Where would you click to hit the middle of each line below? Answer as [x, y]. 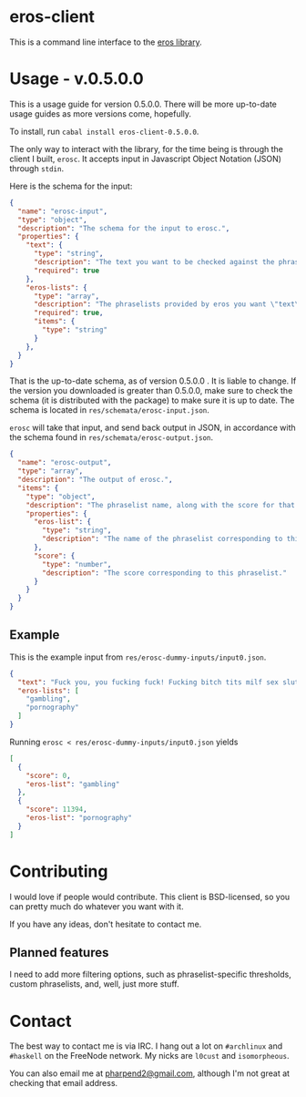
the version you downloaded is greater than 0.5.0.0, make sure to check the [151, 391]
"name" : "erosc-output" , [65, 463]
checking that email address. [64, 1083]
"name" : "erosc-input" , [62, 211]
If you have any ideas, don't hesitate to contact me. [106, 924]
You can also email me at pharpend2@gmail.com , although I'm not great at [149, 1073]
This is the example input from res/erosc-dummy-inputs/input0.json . [138, 657]
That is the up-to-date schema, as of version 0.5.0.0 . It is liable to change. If [153, 381]
